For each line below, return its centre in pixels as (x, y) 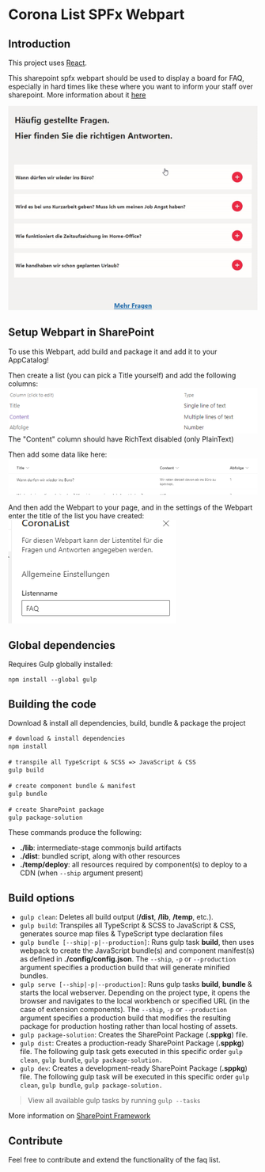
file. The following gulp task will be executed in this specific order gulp (134, 1077)
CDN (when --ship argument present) (81, 873)
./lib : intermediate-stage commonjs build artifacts (100, 848)
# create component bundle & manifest (72, 786)
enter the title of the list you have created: (76, 515)
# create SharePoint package (56, 810)
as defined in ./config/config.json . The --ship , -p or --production (127, 959)
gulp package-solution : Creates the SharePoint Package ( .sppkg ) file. (134, 1035)
